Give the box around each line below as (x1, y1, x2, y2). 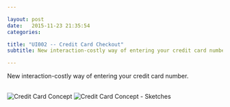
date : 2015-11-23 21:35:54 (7, 22, 90, 29)
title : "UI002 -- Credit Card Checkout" (7, 41, 125, 48)
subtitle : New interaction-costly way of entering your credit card (7, 47, 207, 55)
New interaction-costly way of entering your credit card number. (7, 72, 189, 80)
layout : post (7, 16, 44, 22)
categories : (7, 29, 41, 35)
